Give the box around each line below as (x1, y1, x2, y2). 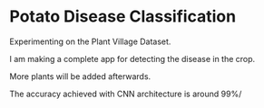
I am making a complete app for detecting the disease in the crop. (9, 53, 256, 64)
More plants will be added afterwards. (9, 70, 152, 82)
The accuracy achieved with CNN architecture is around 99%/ (9, 88, 242, 99)
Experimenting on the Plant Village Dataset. (9, 36, 171, 47)
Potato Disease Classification (9, 6, 237, 27)
